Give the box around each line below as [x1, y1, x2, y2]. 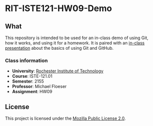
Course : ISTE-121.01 [12, 73, 53, 79]
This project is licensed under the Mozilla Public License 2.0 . [5, 115, 126, 121]
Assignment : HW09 [12, 89, 52, 95]
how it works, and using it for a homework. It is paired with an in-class [5, 40, 145, 46]
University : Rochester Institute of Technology [12, 68, 104, 74]
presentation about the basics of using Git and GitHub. [5, 45, 114, 51]
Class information [5, 57, 48, 64]
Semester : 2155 [12, 78, 45, 84]
